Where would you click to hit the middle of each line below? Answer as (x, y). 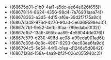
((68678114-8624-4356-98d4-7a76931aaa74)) (56, 12)
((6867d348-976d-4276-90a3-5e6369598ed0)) (58, 22)
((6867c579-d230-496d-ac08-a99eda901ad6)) (57, 38)
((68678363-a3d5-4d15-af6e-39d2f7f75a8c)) (55, 17)
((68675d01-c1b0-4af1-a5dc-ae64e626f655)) (55, 7)
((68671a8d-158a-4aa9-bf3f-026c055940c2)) (56, 53)
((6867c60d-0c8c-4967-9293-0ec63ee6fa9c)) (57, 43)
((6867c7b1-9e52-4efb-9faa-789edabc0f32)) (55, 28)
